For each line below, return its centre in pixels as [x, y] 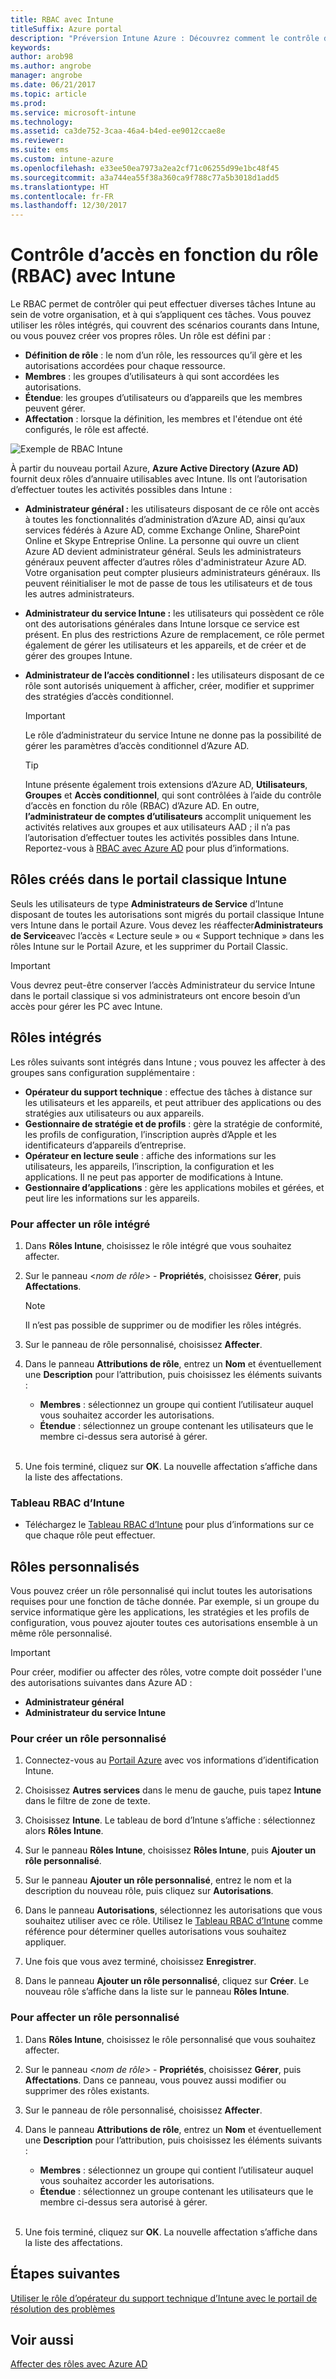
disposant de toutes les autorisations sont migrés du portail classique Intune [167, 914]
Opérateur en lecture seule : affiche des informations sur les [150, 1155]
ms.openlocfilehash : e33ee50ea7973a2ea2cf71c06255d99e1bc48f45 [145, 168]
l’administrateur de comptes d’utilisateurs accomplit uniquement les [168, 817]
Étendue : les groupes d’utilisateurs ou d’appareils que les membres [163, 398]
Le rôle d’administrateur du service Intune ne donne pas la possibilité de [173, 735]
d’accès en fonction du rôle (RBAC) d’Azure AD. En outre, [142, 806]
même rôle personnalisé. [61, 1633]
